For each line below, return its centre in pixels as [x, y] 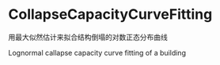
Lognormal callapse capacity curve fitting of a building [97, 52]
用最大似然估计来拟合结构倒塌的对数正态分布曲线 [88, 37]
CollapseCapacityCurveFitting [110, 14]
